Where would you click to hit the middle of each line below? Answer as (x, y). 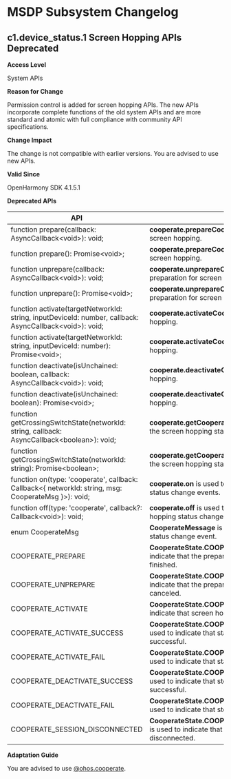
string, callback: (36, 431)
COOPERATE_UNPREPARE (53, 585)
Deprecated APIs (32, 201)
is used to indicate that (186, 729)
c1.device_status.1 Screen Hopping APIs (95, 38)
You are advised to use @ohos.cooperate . (66, 768)
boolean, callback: (40, 374)
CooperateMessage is (186, 528)
